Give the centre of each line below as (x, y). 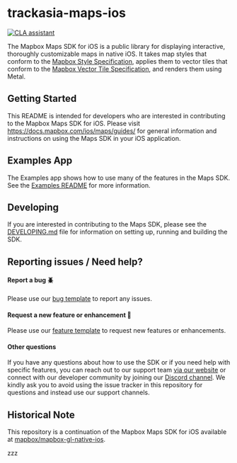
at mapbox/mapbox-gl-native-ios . (57, 440)
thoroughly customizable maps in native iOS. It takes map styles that (107, 54)
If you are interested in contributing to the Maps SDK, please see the (107, 224)
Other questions (32, 347)
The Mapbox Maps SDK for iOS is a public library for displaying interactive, (116, 46)
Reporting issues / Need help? (75, 262)
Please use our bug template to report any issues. (80, 298)
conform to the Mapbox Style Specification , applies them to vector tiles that (117, 61)
